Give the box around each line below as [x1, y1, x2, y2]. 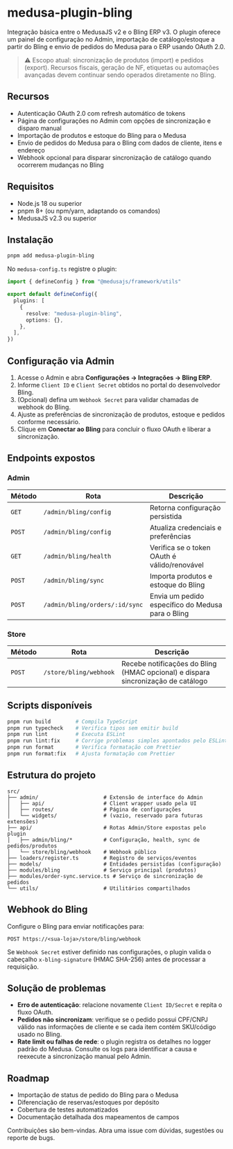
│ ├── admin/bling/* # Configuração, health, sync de [7, 836, 200, 843]
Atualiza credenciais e [150, 523, 222, 532]
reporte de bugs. [7, 1134, 55, 1142]
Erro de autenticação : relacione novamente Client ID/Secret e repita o [17, 1001, 223, 1009]
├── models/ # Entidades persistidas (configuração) [7, 861, 222, 868]
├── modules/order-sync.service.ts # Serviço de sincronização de [7, 872, 203, 879]
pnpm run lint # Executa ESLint [7, 731, 126, 738]
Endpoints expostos [7, 453, 96, 464]
